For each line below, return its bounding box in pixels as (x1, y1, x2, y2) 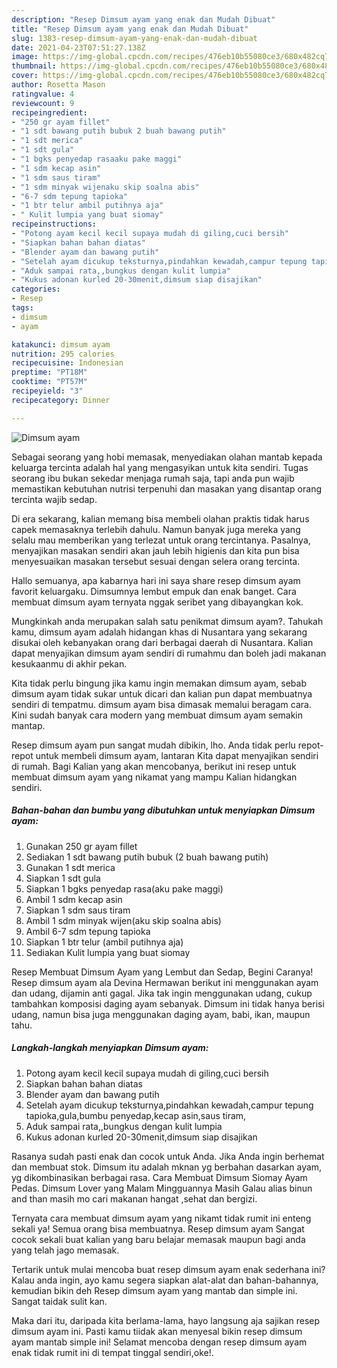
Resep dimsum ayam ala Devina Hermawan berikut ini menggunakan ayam (11, 976, 319, 988)
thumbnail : (11, 61, 57, 71)
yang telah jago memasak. (11, 1244, 120, 1256)
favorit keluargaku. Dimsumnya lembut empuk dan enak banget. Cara (11, 585, 297, 597)
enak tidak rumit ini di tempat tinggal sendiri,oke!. (11, 1346, 214, 1358)
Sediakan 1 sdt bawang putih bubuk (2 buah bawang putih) (25, 851, 269, 863)
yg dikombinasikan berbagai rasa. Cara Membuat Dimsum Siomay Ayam (11, 1171, 308, 1183)
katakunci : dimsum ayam (11, 339, 111, 350)
